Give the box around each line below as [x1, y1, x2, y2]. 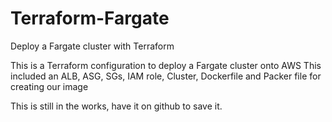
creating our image [10, 80, 89, 92]
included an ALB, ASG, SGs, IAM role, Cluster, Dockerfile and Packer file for [10, 70, 322, 82]
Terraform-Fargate [10, 7, 170, 30]
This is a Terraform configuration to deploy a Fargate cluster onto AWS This [10, 59, 322, 71]
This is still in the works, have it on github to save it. [10, 100, 223, 112]
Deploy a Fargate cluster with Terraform [10, 40, 175, 52]
